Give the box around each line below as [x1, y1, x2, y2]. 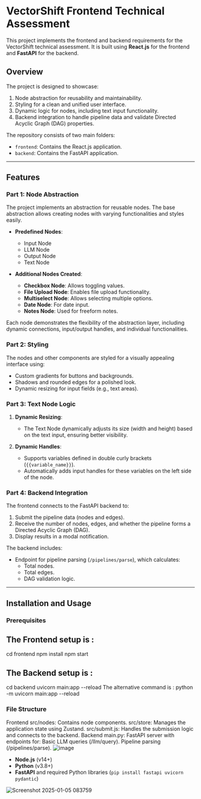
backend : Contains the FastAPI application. [14, 149, 118, 156]
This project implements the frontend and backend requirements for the [6, 37, 183, 44]
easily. [6, 217, 22, 224]
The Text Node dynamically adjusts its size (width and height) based [23, 425, 193, 432]
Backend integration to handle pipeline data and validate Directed [14, 113, 176, 120]
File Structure [6, 705, 47, 713]
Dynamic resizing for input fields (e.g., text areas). [14, 385, 139, 392]
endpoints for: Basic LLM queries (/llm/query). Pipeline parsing [6, 738, 161, 745]
